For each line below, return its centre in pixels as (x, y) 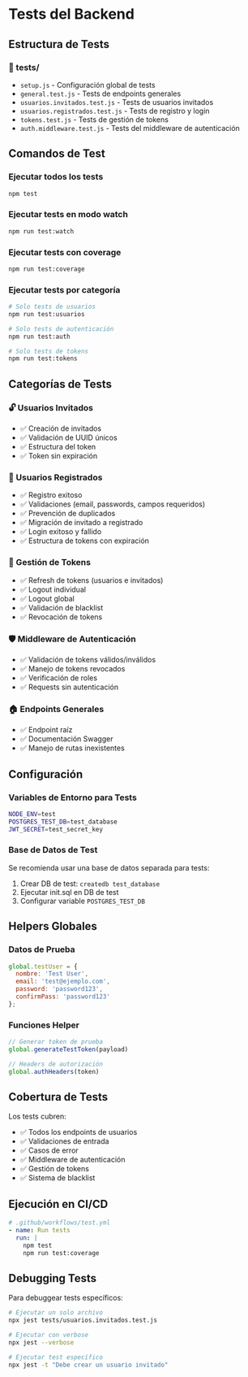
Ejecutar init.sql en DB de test (69, 892)
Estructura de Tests (59, 44)
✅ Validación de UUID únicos (68, 438)
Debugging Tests (53, 1278)
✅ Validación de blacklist (62, 607)
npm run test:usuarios (47, 314)
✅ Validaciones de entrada (64, 1141)
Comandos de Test (57, 154)
